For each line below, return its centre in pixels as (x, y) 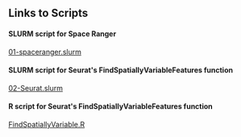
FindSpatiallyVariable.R (47, 125)
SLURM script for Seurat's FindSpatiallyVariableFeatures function (121, 70)
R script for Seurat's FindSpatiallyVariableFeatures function (111, 106)
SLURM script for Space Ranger (62, 33)
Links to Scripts (48, 13)
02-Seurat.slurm (35, 88)
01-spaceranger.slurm (45, 52)
